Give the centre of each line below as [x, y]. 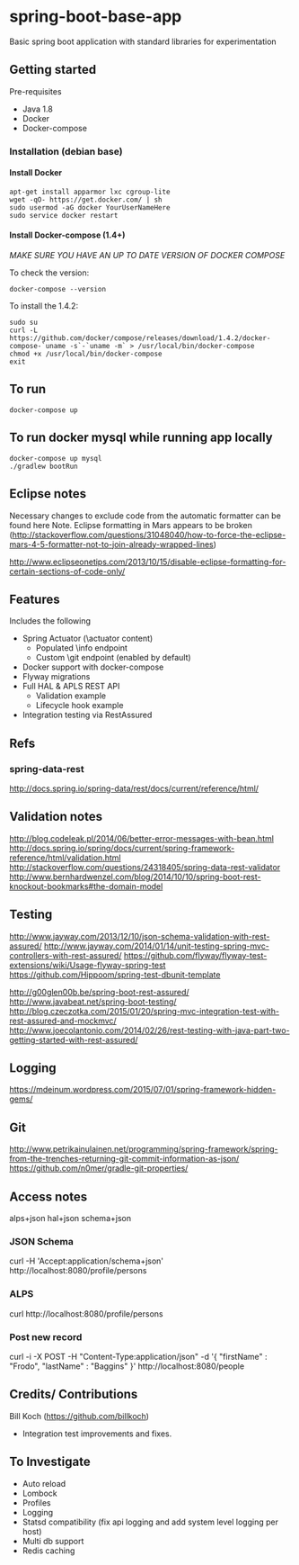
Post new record [46, 1336]
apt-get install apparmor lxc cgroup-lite [90, 192]
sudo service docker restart [64, 215]
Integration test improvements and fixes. [97, 1434]
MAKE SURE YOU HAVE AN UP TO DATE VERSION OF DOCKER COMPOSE [147, 256]
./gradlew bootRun [44, 466]
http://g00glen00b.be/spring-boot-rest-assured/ [100, 992]
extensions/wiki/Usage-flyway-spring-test [88, 965]
